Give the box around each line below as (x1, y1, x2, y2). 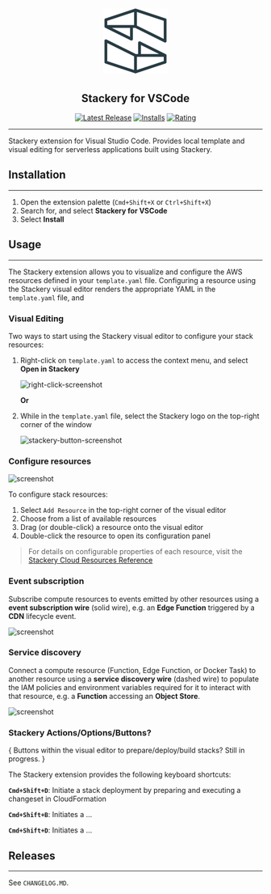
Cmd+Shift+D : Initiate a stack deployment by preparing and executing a (8, 786, 241, 795)
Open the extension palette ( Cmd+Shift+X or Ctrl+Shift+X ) (19, 197, 212, 206)
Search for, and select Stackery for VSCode (19, 205, 168, 215)
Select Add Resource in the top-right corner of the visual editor (19, 506, 227, 515)
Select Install (19, 214, 65, 224)
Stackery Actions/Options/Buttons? (8, 727, 152, 738)
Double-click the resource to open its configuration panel (19, 531, 211, 541)
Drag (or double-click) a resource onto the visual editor (19, 523, 204, 532)
